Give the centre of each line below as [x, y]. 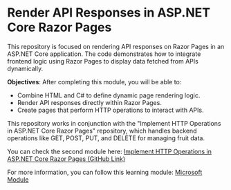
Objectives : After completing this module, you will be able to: [94, 82]
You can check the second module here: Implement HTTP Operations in [110, 151]
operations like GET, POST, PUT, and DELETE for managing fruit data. [106, 138]
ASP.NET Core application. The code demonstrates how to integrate [104, 54]
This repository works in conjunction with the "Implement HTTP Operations [114, 123]
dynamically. [25, 68]
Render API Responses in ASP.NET [109, 13]
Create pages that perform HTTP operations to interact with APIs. [110, 110]
